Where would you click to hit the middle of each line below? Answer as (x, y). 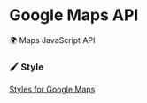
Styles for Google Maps (52, 90)
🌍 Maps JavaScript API (52, 40)
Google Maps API (74, 15)
